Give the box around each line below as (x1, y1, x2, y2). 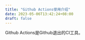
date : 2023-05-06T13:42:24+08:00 (5, 12, 74, 16)
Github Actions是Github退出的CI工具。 (5, 30, 83, 36)
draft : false (5, 16, 32, 21)
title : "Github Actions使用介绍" (5, 7, 71, 12)
